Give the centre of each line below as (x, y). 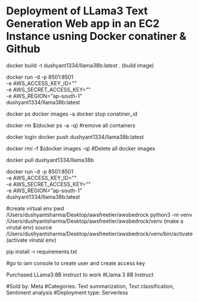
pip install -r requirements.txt (42, 251)
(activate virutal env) (31, 240)
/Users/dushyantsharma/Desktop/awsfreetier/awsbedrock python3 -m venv (99, 214)
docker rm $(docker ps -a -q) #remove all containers (71, 125)
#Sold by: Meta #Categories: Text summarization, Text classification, (90, 286)
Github (23, 49)
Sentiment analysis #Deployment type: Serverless (67, 292)
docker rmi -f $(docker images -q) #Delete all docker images (81, 148)
